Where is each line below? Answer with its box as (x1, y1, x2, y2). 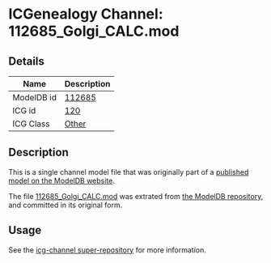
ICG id (12, 105, 36, 116)
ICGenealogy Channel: (8, 5, 163, 23)
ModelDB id (12, 92, 57, 103)
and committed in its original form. (8, 200, 123, 210)
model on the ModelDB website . (8, 176, 116, 185)
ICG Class (12, 118, 50, 129)
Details (8, 54, 44, 68)
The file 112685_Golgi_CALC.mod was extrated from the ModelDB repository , (8, 191, 264, 201)
